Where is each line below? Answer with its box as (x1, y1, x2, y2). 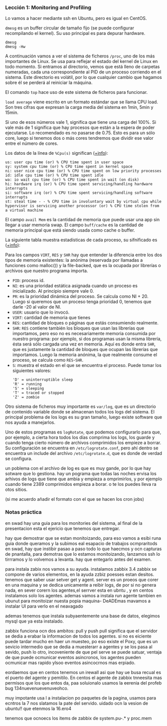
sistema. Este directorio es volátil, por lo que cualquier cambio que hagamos (5, 74, 162, 80)
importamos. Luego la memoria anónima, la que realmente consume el (12, 352, 158, 358)
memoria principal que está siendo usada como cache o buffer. (5, 227, 136, 233)
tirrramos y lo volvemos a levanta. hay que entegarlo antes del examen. (5, 556, 152, 562)
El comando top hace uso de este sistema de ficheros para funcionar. (5, 89, 148, 95)
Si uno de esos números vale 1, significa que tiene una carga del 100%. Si (5, 119, 156, 125)
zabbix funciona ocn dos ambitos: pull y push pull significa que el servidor (5, 628, 158, 634)
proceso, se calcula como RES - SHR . (12, 357, 84, 363)
